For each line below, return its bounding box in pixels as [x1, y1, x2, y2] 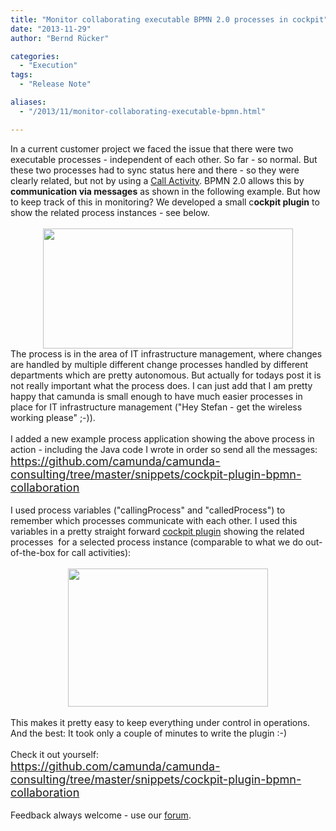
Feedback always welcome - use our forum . [10, 809, 192, 821]
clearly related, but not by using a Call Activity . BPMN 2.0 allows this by [10, 174, 305, 186]
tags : [10, 70, 33, 80]
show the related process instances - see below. [10, 206, 210, 218]
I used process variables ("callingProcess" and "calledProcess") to [10, 504, 286, 516]
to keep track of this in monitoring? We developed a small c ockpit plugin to [10, 196, 320, 208]
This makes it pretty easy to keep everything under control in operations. [10, 716, 310, 728]
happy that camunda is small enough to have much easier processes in [10, 390, 303, 402]
